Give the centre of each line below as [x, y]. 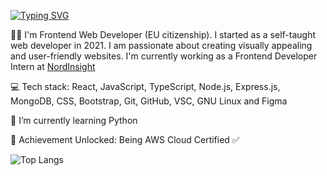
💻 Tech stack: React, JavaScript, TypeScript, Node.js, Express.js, [145, 86]
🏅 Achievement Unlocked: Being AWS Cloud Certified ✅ [125, 139]
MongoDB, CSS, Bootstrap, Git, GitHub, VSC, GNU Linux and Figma [149, 101]
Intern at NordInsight [53, 66]
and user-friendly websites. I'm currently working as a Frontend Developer [164, 56]
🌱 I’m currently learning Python [74, 120]
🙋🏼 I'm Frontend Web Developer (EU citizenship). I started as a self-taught [163, 34]
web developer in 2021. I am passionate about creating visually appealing [161, 45]
